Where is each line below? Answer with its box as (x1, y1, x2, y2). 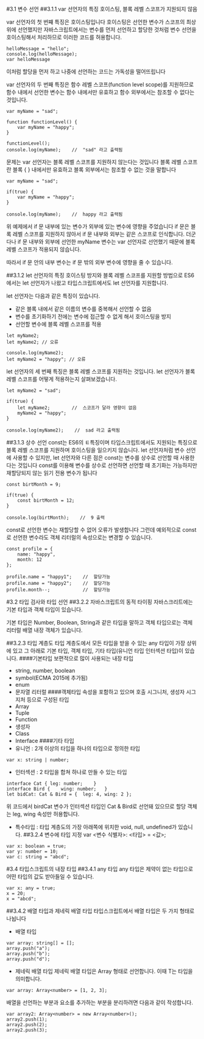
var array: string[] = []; (6, 940, 75, 946)
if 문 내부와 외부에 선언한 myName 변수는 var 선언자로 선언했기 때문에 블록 (17, 238, 196, 245)
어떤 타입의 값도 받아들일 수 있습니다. (6, 873, 94, 880)
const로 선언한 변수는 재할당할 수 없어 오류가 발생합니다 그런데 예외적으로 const (6, 526, 197, 533)
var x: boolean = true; (6, 843, 67, 849)
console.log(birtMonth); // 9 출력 (6, 515, 105, 521)
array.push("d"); (6, 956, 51, 962)
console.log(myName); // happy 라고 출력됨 (6, 211, 123, 217)
